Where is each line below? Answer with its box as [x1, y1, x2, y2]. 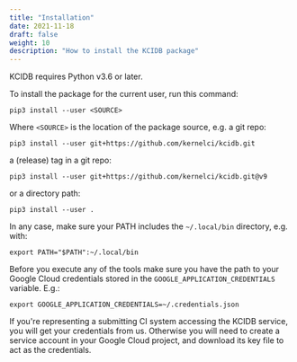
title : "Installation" [9, 13, 94, 22]
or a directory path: [9, 188, 81, 199]
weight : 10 [9, 38, 50, 48]
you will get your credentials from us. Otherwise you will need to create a [9, 325, 281, 337]
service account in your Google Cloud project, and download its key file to [9, 335, 284, 346]
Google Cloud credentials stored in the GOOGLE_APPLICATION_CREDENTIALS [9, 273, 276, 284]
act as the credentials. [9, 345, 92, 356]
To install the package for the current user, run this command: [9, 89, 238, 100]
